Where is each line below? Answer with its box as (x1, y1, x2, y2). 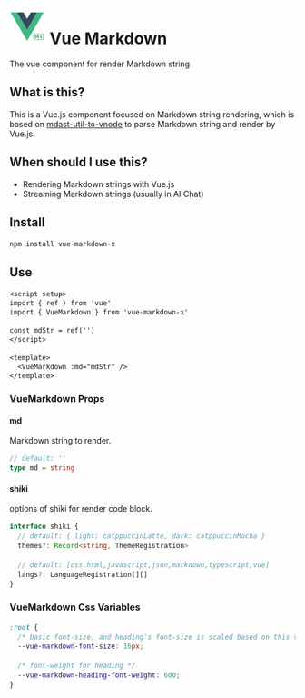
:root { (9, 623, 39, 632)
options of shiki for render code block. (9, 504, 152, 514)
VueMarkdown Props (9, 393, 105, 405)
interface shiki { (9, 522, 79, 532)
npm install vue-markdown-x (9, 240, 116, 249)
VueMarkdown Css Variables (9, 601, 141, 613)
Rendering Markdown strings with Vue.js (22, 178, 175, 189)
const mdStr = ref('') (9, 326, 95, 335)
